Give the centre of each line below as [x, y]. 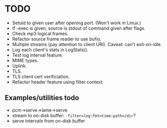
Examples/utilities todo [42, 98]
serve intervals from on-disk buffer [49, 121]
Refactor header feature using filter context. [58, 82]
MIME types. [25, 60]
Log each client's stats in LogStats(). [50, 50]
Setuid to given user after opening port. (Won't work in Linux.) [76, 23]
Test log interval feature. [37, 55]
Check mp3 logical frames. [40, 33]
